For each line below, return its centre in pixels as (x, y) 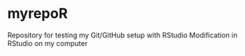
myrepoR (38, 14)
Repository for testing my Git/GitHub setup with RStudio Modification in (122, 35)
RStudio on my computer (48, 43)
